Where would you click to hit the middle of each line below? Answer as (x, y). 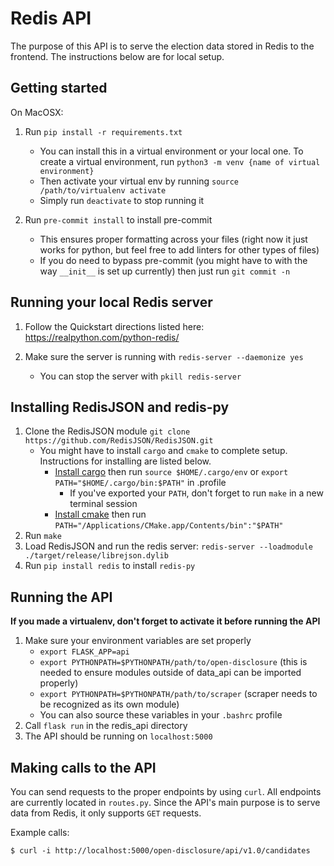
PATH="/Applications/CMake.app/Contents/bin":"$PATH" (169, 526)
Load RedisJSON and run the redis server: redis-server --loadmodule (168, 546)
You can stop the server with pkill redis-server (140, 376)
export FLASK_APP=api (84, 652)
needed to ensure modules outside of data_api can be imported (170, 673)
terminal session (103, 504)
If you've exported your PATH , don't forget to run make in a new (196, 493)
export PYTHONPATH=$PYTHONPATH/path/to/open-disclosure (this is (173, 662)
